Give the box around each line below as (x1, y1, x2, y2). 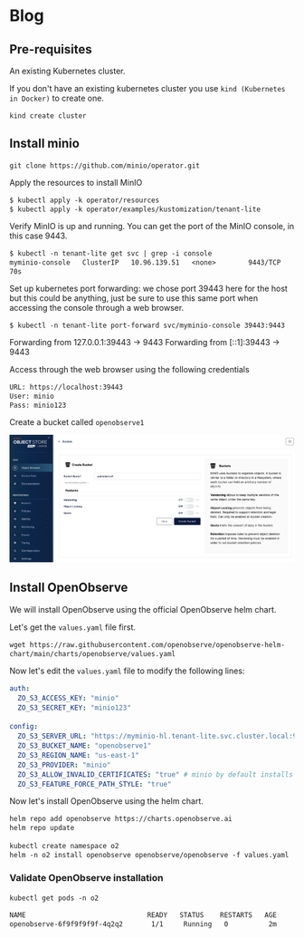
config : (9, 722, 39, 731)
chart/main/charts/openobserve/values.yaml (9, 649, 176, 658)
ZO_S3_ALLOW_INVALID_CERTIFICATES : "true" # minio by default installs (17, 769, 294, 779)
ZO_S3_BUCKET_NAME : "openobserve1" (17, 741, 152, 750)
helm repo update (9, 824, 75, 833)
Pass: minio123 (9, 401, 67, 410)
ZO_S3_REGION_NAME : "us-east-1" (17, 750, 140, 759)
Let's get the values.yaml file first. (9, 622, 137, 633)
